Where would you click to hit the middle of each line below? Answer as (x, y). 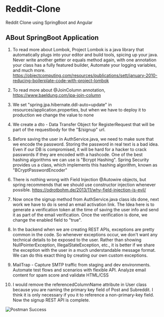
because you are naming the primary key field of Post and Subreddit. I (83, 289)
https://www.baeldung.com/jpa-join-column (57, 95)
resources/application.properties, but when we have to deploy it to (79, 110)
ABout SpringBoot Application (52, 38)
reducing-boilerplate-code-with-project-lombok (61, 80)
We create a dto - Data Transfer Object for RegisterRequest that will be (83, 124)
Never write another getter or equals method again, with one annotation (84, 60)
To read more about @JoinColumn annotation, (59, 90)
